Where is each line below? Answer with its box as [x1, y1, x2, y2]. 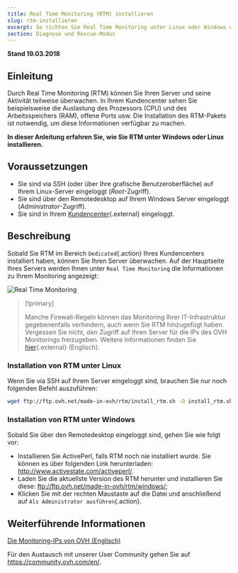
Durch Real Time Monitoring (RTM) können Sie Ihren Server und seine [7, 89, 211, 98]
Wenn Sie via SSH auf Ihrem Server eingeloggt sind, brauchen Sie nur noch [7, 376, 227, 385]
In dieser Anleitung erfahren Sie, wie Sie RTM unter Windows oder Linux [7, 132, 225, 142]
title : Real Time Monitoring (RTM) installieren [7, 10, 154, 18]
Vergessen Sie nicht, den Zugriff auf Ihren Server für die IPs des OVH [24, 327, 227, 336]
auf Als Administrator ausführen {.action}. [17, 497, 142, 506]
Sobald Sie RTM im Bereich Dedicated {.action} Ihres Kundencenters [7, 249, 205, 257]
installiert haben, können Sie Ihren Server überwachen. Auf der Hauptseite [7, 256, 225, 265]
